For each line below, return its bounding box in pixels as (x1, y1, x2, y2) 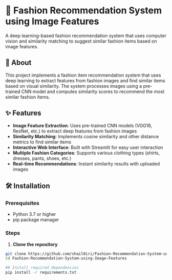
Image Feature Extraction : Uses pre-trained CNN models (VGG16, (12, 122, 153, 128)
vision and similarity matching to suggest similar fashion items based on (5, 38, 157, 44)
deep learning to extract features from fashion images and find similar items (5, 77, 165, 84)
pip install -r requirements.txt (5, 270, 77, 275)
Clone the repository (12, 241, 58, 247)
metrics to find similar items (12, 139, 72, 145)
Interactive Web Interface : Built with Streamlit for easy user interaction (12, 144, 163, 151)
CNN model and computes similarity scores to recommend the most (21, 88, 165, 95)
